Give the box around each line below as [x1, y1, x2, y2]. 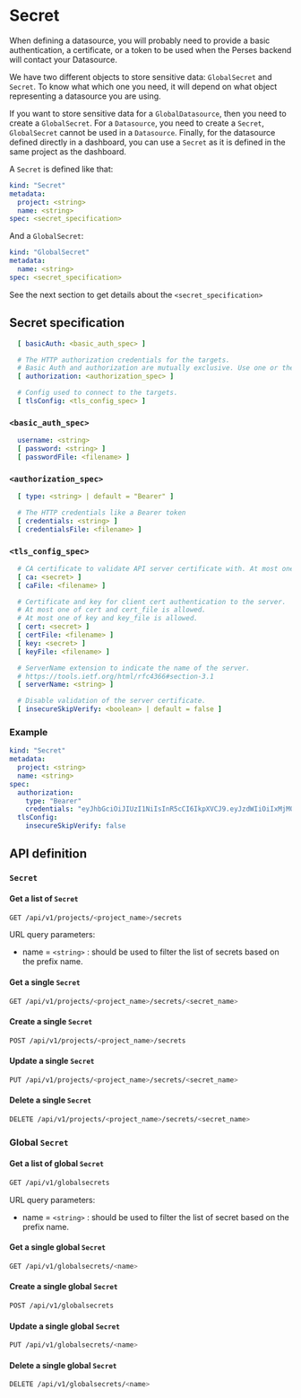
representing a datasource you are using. [9, 91, 161, 101]
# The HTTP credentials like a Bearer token [17, 508, 186, 517]
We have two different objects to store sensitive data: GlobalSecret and [9, 71, 272, 82]
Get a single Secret [9, 977, 81, 988]
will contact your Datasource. [9, 54, 118, 65]
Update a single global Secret [9, 1321, 121, 1332]
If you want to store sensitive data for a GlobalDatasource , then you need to [9, 108, 287, 119]
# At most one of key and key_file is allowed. [17, 614, 199, 623]
